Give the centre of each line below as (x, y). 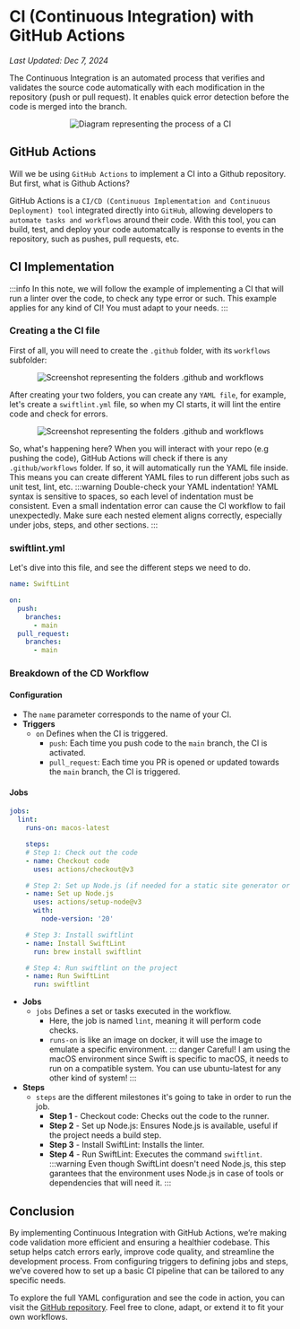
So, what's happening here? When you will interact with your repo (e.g (139, 448)
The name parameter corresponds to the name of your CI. (127, 714)
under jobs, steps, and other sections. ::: (84, 525)
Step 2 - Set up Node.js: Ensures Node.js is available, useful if (163, 1126)
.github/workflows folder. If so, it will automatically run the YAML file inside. (149, 468)
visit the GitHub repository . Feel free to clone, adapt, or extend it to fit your (146, 1307)
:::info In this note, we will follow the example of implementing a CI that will (146, 288)
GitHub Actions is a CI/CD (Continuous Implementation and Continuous (140, 200)
